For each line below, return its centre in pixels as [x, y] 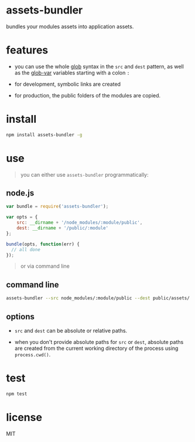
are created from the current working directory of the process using [96, 348]
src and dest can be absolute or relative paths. [71, 330]
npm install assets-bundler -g [44, 135]
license [24, 417]
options [20, 317]
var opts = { [22, 217]
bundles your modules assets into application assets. [70, 26]
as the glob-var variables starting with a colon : [72, 72]
